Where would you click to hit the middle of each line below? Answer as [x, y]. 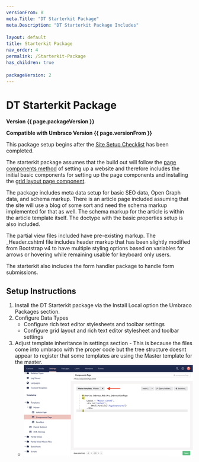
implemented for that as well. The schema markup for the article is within [95, 212]
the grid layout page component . [46, 181]
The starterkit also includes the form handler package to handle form [90, 266]
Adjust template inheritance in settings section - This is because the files [103, 343]
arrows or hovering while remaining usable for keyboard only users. [89, 254]
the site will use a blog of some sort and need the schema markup [87, 205]
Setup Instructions [41, 291]
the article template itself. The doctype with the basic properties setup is [95, 218]
